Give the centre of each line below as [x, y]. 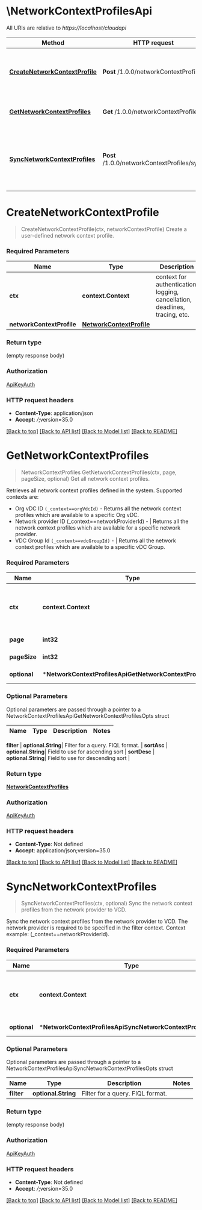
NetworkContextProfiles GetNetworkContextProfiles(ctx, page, [99, 472]
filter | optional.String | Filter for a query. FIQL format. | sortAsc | [87, 745]
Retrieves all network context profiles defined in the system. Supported [94, 490]
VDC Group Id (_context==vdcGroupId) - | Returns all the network [95, 540]
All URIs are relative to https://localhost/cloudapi [66, 28]
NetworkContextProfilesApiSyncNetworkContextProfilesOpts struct [90, 1068]
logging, [167, 292]
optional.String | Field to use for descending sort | [68, 758]
